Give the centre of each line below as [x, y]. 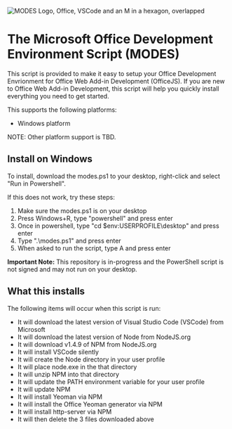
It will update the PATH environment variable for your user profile [111, 382]
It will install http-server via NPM [64, 411]
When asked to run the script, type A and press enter [94, 248]
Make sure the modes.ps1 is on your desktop [82, 210]
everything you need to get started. [59, 96]
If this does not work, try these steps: [61, 197]
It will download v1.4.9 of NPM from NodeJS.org [87, 344]
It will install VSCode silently [58, 352]
